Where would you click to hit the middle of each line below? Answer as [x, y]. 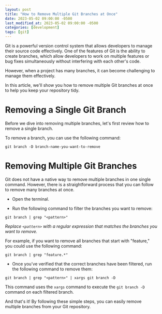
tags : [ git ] [17, 32]
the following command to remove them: [52, 269]
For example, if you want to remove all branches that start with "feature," [77, 241]
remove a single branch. [29, 128]
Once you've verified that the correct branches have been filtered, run [82, 264]
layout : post [18, 9]
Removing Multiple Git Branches [71, 166]
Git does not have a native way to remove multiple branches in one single [78, 179]
